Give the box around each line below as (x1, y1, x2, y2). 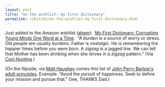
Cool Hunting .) (5, 56, 35, 62)
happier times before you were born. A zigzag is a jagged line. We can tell (5, 45, 156, 52)
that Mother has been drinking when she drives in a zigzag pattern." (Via (5, 51, 154, 57)
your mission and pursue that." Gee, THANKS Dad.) (5, 76, 110, 82)
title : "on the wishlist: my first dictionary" (5, 12, 106, 17)
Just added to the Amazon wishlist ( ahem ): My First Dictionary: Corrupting (5, 30, 159, 36)
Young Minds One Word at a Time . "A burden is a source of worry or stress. (5, 35, 161, 41)
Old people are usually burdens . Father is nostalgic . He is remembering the (5, 41, 159, 46)
